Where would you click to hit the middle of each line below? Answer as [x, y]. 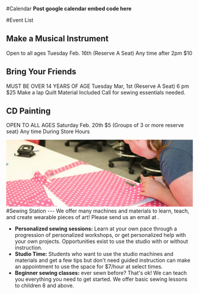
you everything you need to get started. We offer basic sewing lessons [101, 279]
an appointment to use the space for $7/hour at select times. [89, 266]
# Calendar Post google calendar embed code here [69, 9]
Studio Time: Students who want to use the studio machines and [94, 254]
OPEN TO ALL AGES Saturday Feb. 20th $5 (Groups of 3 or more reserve [95, 125]
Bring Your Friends [41, 72]
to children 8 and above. [44, 285]
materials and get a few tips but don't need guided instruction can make [102, 260]
